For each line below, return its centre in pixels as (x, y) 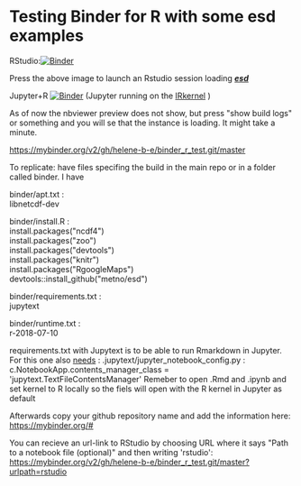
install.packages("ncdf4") (57, 231)
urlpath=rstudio (38, 472)
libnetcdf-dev (35, 204)
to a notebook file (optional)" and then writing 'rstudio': (111, 452)
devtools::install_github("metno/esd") (79, 279)
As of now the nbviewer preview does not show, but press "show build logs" (151, 113)
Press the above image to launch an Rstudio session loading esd (129, 78)
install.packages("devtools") (62, 250)
